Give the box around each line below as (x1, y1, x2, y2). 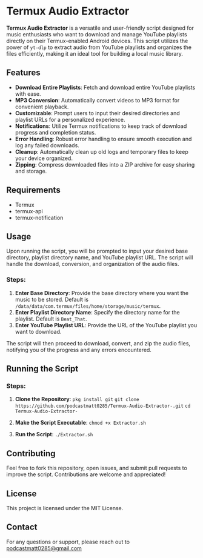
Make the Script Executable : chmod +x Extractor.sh (15, 419, 147, 427)
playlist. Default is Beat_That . (15, 315, 87, 322)
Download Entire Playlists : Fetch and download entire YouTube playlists (15, 84, 196, 91)
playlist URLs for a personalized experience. (15, 116, 125, 123)
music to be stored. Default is (15, 296, 89, 303)
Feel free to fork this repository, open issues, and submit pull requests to (6, 465, 188, 472)
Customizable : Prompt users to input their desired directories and (15, 109, 180, 116)
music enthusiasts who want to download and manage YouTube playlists (6, 30, 187, 38)
